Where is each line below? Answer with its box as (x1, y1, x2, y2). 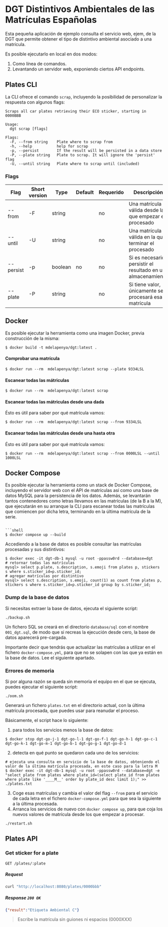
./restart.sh (5, 821, 32, 826)
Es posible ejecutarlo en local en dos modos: (5, 51, 97, 57)
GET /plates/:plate (5, 861, 46, 866)
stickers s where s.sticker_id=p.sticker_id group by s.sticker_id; (5, 582, 151, 587)
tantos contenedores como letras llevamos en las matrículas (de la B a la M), (5, 498, 162, 504)
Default (75, 189, 94, 196)
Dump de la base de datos (5, 594, 69, 601)
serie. (5, 514, 17, 520)
